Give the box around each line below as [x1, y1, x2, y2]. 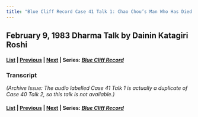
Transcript [6, 71, 37, 79]
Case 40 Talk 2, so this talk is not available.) [6, 90, 115, 97]
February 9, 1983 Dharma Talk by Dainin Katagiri [6, 31, 189, 41]
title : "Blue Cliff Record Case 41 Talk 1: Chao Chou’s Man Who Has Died [6, 8, 193, 15]
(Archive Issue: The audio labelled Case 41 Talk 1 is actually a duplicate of [6, 84, 188, 92]
